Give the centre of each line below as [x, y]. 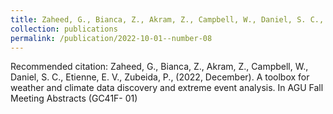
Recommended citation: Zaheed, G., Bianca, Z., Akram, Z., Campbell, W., [159, 67]
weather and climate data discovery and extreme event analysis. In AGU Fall [167, 88]
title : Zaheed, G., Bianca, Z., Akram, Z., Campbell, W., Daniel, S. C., [167, 19]
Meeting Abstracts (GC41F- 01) [74, 98]
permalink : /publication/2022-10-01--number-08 [111, 38]
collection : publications [64, 29]
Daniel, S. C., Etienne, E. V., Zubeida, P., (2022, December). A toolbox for [160, 77]
